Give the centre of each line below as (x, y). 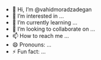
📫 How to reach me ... (40, 36)
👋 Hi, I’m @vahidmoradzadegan (52, 9)
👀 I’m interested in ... (38, 16)
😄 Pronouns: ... (32, 45)
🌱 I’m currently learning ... (45, 22)
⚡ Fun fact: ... (29, 51)
